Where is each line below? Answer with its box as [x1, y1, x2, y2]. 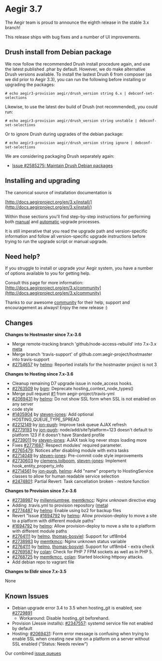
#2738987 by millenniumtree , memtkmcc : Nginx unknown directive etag [12, 497, 156, 503]
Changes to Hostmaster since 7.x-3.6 [5, 331, 81, 338]
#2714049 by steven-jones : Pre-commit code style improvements [12, 453, 144, 459]
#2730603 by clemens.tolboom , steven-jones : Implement [12, 458, 127, 464]
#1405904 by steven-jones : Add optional [12, 412, 94, 417]
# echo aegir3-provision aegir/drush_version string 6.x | [5, 91, 127, 96]
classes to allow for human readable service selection [12, 473, 119, 479]
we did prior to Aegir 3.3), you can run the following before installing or [5, 76, 147, 82]
